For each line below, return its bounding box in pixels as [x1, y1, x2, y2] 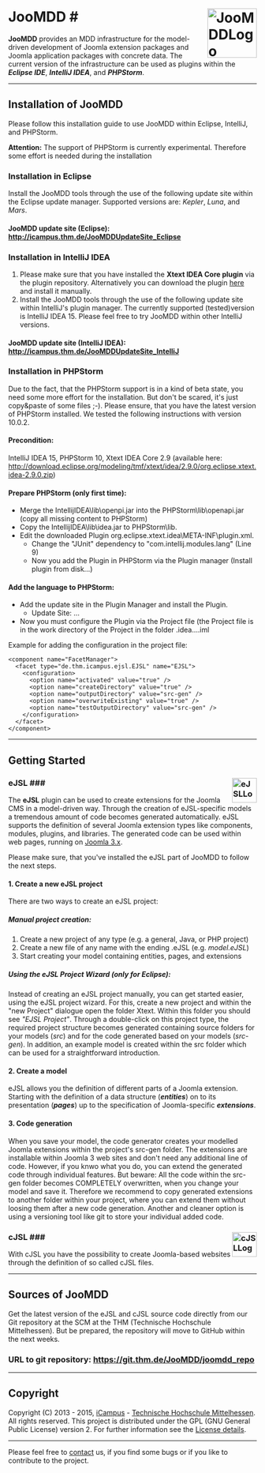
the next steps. [8, 861, 57, 870]
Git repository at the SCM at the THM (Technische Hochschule [8, 1317, 211, 1327]
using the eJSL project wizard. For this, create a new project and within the [8, 998, 252, 1007]
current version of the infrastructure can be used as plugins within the [8, 59, 236, 69]
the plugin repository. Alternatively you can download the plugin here [19, 277, 244, 287]
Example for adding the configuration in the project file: [8, 641, 188, 650]
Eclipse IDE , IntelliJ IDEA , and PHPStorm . [8, 67, 144, 77]
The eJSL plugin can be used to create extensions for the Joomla [8, 795, 221, 805]
